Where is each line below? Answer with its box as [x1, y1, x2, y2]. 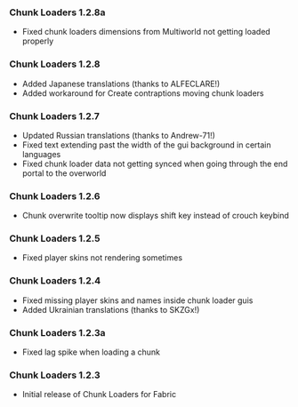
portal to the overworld [21, 167, 107, 179]
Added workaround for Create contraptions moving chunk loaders [21, 87, 264, 99]
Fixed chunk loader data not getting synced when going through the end [21, 158, 288, 169]
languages [21, 148, 61, 159]
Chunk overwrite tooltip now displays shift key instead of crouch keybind [21, 211, 289, 221]
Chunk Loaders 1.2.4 [9, 275, 101, 287]
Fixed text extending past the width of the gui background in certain [21, 140, 271, 150]
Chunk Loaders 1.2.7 [9, 109, 101, 122]
